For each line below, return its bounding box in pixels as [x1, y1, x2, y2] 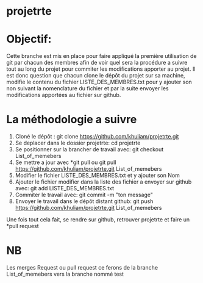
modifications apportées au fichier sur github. [6, 91, 121, 99]
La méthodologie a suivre [6, 113, 137, 126]
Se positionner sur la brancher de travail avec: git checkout [15, 146, 164, 153]
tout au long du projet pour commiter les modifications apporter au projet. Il [6, 65, 196, 73]
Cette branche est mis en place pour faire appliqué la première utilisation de [6, 52, 197, 60]
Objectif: [6, 32, 52, 46]
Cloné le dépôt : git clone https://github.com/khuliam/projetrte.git [15, 133, 179, 140]
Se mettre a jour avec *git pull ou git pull [15, 159, 116, 166]
